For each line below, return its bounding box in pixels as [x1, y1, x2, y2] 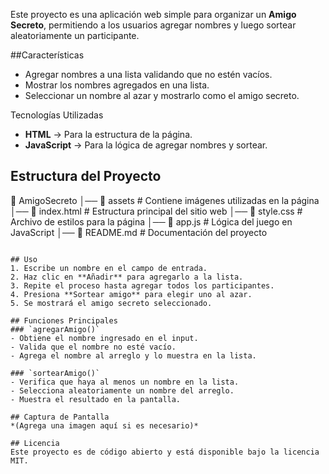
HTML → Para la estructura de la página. [24, 129, 193, 140]
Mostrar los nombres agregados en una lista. [24, 79, 210, 91]
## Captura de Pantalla [10, 412, 110, 422]
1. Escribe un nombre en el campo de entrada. [10, 263, 208, 273]
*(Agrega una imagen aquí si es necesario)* [10, 420, 199, 431]
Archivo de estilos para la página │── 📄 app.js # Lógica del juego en [10, 215, 293, 228]
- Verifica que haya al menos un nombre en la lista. [10, 377, 240, 387]
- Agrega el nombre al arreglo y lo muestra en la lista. [10, 350, 257, 361]
